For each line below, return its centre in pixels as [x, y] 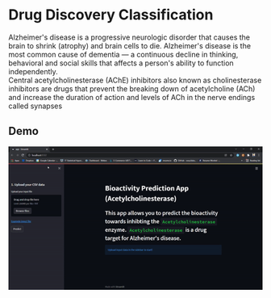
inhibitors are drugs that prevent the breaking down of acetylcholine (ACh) [132, 88]
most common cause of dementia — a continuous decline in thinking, [123, 54]
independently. [33, 71]
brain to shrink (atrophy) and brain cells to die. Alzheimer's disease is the [130, 45]
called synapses [35, 106]
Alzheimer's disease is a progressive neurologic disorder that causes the [129, 37]
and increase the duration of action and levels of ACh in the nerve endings [132, 97]
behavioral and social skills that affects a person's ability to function [121, 63]
